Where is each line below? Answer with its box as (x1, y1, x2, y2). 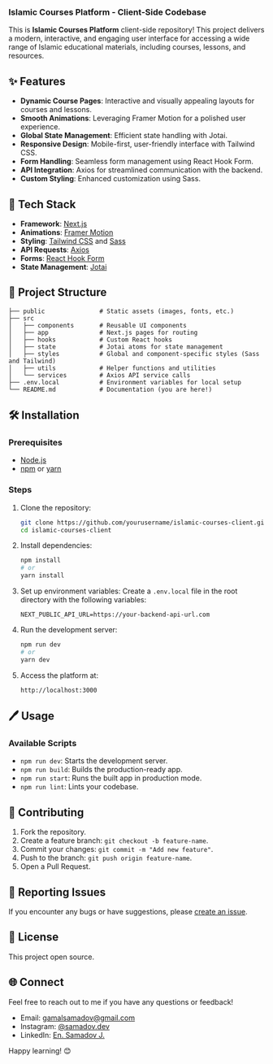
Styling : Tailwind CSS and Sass (19, 236, 126, 245)
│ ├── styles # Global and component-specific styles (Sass (8, 350, 260, 358)
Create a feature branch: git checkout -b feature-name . (19, 836, 209, 845)
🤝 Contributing (8, 806, 84, 819)
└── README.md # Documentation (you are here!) (8, 385, 213, 393)
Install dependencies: (19, 541, 93, 550)
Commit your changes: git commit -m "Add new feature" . (19, 845, 214, 854)
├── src (8, 314, 35, 323)
